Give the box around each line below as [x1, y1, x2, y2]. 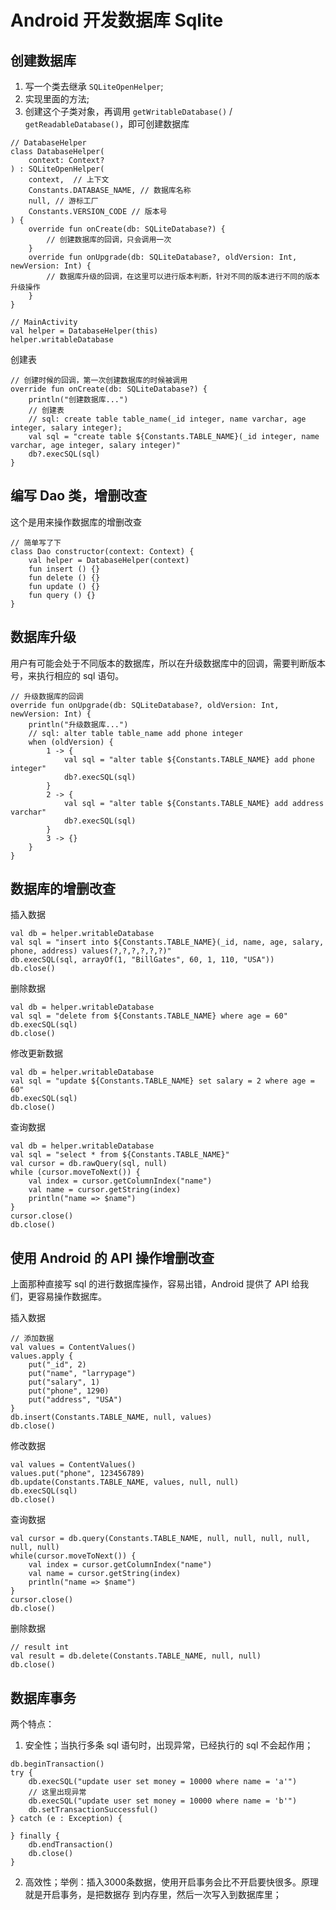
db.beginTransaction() [10, 1759, 105, 1770]
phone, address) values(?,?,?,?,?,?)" [10, 946, 172, 956]
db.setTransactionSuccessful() [28, 1805, 159, 1815]
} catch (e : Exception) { [10, 1814, 123, 1824]
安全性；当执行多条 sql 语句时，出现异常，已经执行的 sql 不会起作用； [24, 1739, 314, 1751]
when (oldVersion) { [28, 737, 114, 747]
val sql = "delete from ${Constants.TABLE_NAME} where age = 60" [10, 1011, 288, 1021]
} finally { [10, 1831, 60, 1841]
